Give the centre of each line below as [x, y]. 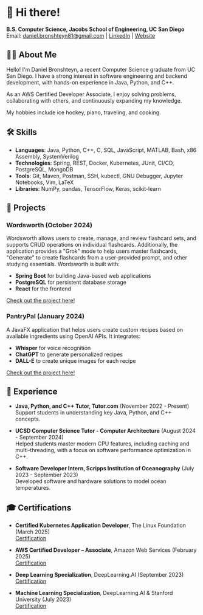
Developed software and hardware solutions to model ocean [91, 481]
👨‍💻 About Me [32, 55]
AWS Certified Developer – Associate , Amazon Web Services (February [106, 550]
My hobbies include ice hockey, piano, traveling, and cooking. [84, 112]
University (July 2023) [43, 600]
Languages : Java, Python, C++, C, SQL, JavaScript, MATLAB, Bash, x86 [106, 150]
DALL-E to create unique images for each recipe [75, 360]
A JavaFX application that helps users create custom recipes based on [95, 329]
